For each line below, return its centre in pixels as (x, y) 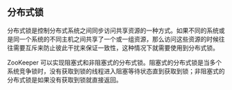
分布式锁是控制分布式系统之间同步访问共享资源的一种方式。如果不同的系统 (113, 30)
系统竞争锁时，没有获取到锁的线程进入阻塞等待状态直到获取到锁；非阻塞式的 (116, 71)
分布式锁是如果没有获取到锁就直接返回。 (65, 80)
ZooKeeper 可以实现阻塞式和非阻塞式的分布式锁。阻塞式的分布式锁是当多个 (115, 62)
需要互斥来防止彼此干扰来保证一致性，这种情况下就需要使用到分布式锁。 (116, 48)
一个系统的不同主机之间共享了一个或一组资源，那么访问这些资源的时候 (119, 39)
